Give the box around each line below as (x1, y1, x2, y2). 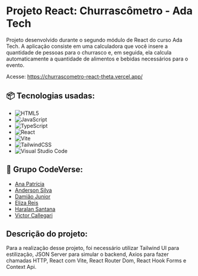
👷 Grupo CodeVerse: (6, 165, 83, 175)
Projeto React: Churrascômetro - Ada (6, 4, 193, 18)
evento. (6, 61, 25, 69)
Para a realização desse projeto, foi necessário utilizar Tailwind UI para (6, 245, 180, 252)
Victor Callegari (14, 211, 53, 219)
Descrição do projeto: (6, 229, 88, 239)
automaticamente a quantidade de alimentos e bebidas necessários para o (6, 55, 189, 62)
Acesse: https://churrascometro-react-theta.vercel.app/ (6, 73, 143, 80)
